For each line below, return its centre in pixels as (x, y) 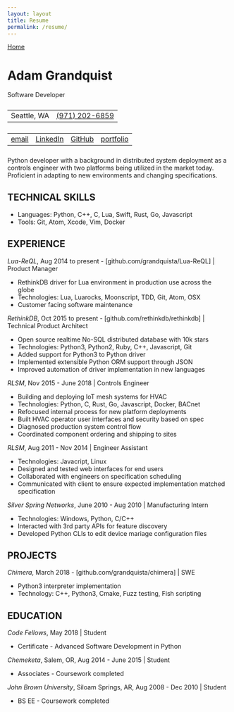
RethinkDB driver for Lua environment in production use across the (115, 282)
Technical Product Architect (48, 325)
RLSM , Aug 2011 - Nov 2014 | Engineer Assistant (78, 447)
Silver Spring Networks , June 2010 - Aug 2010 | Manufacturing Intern (108, 505)
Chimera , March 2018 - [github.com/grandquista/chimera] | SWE (101, 573)
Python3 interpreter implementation (69, 586)
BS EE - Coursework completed (63, 701)
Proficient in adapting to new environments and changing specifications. (112, 175)
